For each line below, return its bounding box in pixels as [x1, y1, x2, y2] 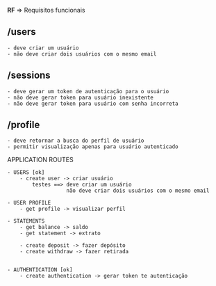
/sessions [7, 70, 51, 81]
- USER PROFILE [7, 200, 51, 207]
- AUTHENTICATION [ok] [7, 267, 73, 273]
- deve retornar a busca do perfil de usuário [7, 137, 144, 145]
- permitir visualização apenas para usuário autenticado [7, 143, 178, 150]
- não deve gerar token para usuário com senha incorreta [7, 100, 178, 107]
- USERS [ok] [7, 169, 45, 176]
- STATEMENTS [7, 218, 45, 225]
